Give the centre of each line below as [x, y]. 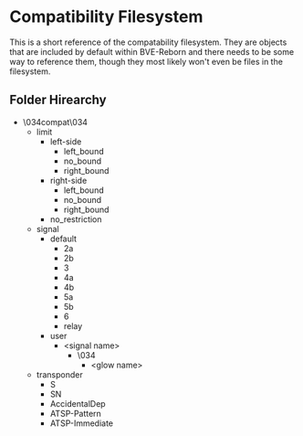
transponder [60, 374]
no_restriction [76, 219]
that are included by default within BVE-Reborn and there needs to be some [152, 51]
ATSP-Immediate [82, 423]
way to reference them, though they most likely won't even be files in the [146, 61]
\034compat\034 [55, 122]
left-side [66, 141]
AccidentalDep [78, 403]
